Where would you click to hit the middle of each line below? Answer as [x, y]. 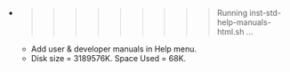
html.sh [230, 32]
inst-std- [265, 13]
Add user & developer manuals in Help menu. [114, 49]
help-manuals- [244, 22]
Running [232, 13]
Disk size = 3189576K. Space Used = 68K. [109, 58]
